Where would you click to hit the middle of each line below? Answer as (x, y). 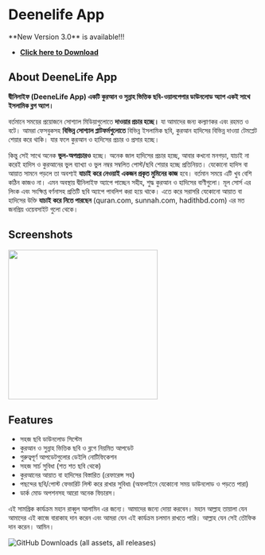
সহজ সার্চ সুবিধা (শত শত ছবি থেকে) (60, 466)
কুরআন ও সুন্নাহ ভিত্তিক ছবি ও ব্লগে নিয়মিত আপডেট (76, 448)
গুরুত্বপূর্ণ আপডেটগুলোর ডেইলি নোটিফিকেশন (68, 457)
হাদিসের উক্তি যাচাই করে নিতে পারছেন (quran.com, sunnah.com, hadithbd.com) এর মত (127, 200)
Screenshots (41, 235)
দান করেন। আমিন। (31, 527)
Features (31, 420)
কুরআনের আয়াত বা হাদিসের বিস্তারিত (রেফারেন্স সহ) (77, 475)
